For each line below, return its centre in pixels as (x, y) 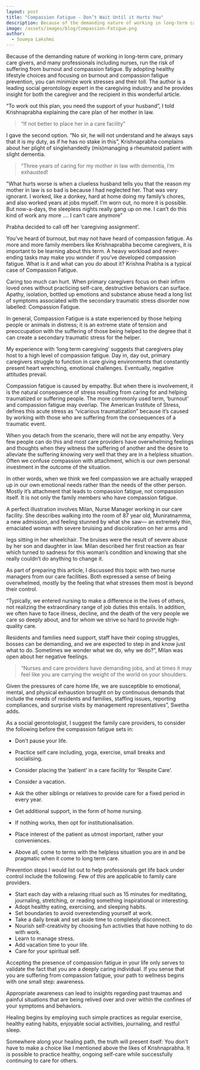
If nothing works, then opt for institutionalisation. (74, 822)
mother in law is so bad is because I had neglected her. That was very (92, 190)
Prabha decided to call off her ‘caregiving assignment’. (73, 227)
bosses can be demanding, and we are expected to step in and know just (96, 644)
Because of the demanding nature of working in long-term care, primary (95, 56)
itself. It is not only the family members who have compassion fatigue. (92, 497)
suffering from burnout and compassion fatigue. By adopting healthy (90, 69)
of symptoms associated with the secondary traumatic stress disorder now (98, 301)
